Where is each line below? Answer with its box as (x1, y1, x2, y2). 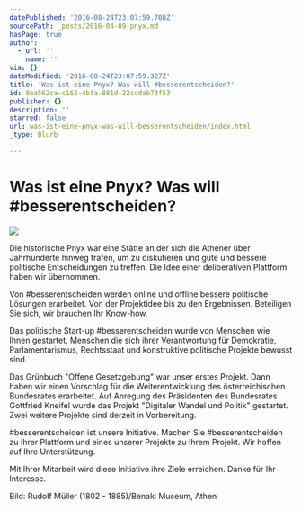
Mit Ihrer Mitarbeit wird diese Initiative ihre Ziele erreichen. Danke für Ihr (9, 463, 276, 474)
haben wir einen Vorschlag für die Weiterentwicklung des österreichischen (9, 380, 286, 391)
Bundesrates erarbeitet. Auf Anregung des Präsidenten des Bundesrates (9, 390, 278, 401)
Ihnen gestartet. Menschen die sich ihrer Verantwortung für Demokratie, (9, 335, 277, 345)
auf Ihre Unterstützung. (9, 446, 96, 457)
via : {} (9, 64, 39, 73)
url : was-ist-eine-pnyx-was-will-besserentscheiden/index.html (9, 122, 252, 131)
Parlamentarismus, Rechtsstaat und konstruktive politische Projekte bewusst (9, 344, 293, 355)
